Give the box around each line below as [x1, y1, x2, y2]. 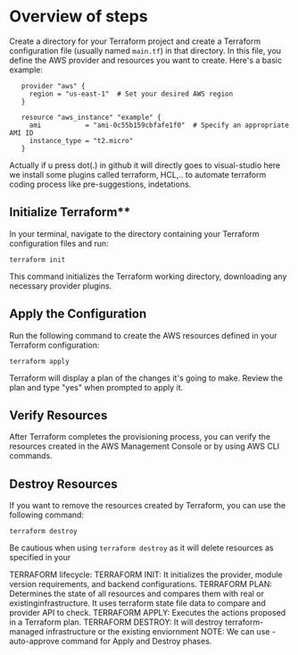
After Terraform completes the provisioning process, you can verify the [9, 432, 270, 442]
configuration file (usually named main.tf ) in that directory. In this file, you [9, 45, 282, 55]
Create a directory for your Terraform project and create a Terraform [9, 36, 261, 46]
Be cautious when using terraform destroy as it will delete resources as [9, 542, 274, 553]
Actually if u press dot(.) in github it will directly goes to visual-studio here [9, 159, 281, 171]
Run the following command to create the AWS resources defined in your [9, 330, 277, 340]
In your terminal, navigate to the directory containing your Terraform [9, 228, 261, 239]
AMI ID [9, 128, 34, 138]
